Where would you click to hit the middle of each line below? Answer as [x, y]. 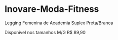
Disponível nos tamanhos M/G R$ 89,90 [45, 32]
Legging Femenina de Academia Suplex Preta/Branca [59, 23]
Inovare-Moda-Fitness [52, 9]
